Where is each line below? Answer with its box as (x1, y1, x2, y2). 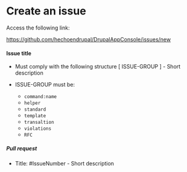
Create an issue (6, 4, 86, 18)
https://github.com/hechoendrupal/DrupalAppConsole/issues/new (6, 35, 171, 43)
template (24, 113, 46, 119)
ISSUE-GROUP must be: (14, 81, 75, 88)
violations (24, 126, 52, 132)
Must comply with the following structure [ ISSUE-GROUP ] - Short (14, 63, 181, 70)
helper (24, 100, 41, 106)
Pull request (6, 144, 37, 152)
